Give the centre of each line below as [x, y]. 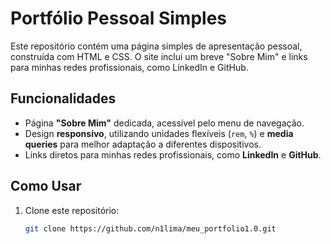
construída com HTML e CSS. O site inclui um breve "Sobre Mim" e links [159, 56]
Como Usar [46, 186]
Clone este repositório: [72, 210]
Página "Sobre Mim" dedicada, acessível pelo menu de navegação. [164, 123]
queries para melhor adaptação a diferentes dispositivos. [143, 144]
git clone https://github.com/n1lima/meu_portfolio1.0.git [150, 228]
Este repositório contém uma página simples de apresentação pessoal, [156, 46]
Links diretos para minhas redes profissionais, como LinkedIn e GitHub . [173, 154]
